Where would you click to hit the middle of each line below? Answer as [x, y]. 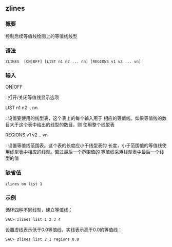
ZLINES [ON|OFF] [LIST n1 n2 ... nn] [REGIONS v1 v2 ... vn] [73, 61]
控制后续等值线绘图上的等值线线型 [41, 36]
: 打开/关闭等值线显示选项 [32, 97]
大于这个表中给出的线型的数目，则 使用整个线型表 [62, 125]
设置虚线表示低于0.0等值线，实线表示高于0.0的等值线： [64, 230]
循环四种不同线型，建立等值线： [39, 210]
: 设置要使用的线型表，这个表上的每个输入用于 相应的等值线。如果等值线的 [84, 118]
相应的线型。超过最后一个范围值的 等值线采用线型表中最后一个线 [96, 152]
